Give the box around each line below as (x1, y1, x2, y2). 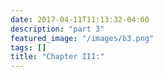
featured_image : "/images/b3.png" (10, 33, 155, 43)
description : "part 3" (10, 24, 105, 34)
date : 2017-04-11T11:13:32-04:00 (10, 14, 150, 25)
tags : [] (10, 42, 47, 53)
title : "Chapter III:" (10, 52, 105, 62)
